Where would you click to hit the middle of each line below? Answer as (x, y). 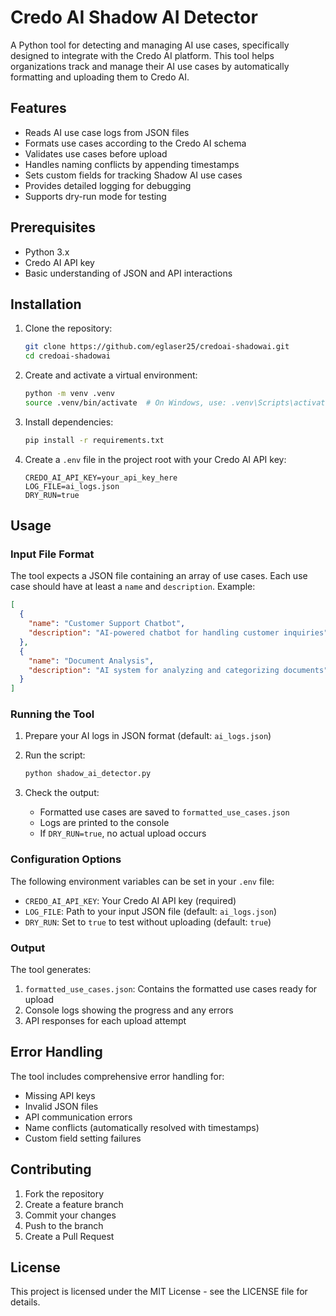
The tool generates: (51, 969)
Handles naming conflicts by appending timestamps (132, 164)
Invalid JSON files (61, 1106)
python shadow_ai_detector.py (88, 774)
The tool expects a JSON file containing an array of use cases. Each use (159, 576)
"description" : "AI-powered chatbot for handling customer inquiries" (178, 633)
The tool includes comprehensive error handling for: (117, 1076)
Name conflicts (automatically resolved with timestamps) (142, 1127)
